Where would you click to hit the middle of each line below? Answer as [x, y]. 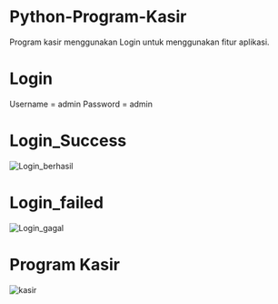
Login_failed [57, 203]
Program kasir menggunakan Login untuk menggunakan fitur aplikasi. [139, 42]
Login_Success [68, 141]
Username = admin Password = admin [81, 104]
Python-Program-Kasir [98, 17]
